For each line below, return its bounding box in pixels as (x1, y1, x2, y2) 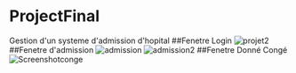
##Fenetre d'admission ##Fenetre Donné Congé (9, 44, 288, 55)
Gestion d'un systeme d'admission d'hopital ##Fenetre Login (9, 35, 233, 46)
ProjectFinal (9, 6, 100, 26)
